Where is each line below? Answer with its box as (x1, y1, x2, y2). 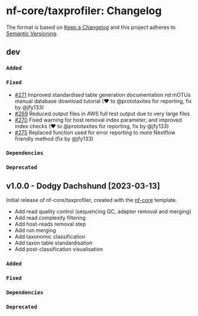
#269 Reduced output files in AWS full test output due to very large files (14, 110, 190, 117)
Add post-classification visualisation (14, 246, 103, 253)
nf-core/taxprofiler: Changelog (6, 4, 162, 18)
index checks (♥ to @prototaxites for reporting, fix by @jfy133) (14, 122, 170, 129)
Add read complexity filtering (14, 214, 86, 221)
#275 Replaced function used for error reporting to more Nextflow (14, 129, 176, 136)
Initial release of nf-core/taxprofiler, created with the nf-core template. (6, 197, 177, 204)
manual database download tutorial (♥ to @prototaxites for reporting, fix (14, 97, 192, 105)
